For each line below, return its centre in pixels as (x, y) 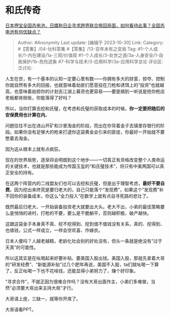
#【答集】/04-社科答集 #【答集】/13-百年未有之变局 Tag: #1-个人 (86, 49)
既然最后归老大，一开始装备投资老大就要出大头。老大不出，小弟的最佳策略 (83, 206)
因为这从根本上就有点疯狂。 (34, 149)
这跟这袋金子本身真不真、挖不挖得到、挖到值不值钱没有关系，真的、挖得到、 (85, 224)
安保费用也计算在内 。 (27, 115)
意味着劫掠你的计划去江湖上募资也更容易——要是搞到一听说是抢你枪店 (92, 91)
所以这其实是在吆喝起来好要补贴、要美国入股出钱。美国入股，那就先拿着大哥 (85, 258)
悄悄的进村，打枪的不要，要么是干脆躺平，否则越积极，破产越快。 (83, 213)
